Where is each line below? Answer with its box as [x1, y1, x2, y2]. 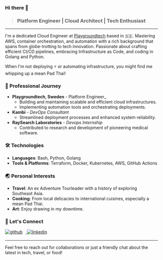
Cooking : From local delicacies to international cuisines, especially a [12, 196, 149, 202]
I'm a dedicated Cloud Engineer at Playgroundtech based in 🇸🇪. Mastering [5, 33, 155, 39]
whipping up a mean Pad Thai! [5, 70, 66, 77]
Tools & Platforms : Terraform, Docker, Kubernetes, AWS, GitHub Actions [12, 160, 158, 166]
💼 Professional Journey [5, 82, 62, 89]
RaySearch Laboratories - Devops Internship [12, 119, 103, 125]
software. [19, 130, 39, 135]
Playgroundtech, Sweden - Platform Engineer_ [12, 94, 107, 99]
